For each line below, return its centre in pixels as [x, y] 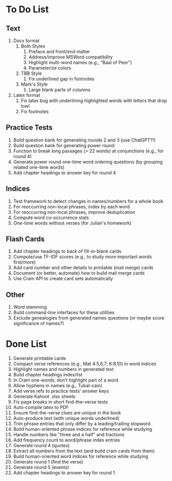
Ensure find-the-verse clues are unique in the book [67, 413]
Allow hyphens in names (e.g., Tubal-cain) [58, 386]
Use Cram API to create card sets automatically [63, 278]
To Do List [27, 9]
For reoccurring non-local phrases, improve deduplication [74, 212]
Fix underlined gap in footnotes [61, 79]
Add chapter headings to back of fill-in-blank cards [67, 251]
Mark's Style [34, 84]
